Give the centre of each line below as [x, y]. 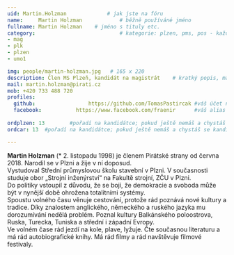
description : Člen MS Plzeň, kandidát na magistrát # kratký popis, [113, 78]
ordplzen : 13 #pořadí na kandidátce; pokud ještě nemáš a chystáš [117, 123]
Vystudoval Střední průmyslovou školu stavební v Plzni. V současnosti [108, 170]
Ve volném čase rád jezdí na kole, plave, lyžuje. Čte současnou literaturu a [114, 229]
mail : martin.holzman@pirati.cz [54, 84]
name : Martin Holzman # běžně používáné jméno [99, 20]
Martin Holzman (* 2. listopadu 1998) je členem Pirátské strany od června [113, 155]
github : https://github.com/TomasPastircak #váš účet [118, 104]
